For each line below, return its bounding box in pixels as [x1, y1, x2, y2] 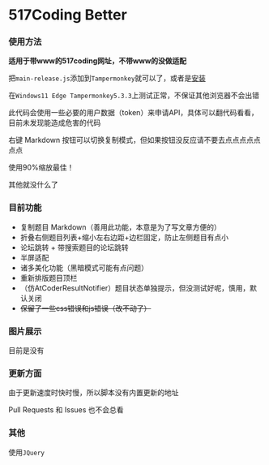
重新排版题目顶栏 [19, 273, 78, 282]
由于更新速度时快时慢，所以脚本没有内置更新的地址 [8, 388, 179, 398]
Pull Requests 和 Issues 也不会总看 [8, 405, 124, 415]
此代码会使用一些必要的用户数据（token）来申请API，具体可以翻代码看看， [8, 108, 258, 118]
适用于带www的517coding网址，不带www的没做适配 [8, 56, 187, 66]
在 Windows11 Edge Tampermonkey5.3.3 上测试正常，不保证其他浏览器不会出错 [8, 91, 260, 101]
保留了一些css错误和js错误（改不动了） [19, 303, 152, 313]
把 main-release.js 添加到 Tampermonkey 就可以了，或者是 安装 [8, 73, 207, 83]
